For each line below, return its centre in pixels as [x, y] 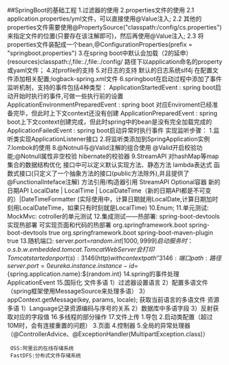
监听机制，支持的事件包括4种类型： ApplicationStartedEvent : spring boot [111, 87]
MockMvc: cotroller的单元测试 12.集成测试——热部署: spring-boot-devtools [113, 216]
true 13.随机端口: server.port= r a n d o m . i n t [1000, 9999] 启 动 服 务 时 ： [100, 241]
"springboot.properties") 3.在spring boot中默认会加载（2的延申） [100, 53]
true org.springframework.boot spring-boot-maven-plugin [131, 233]
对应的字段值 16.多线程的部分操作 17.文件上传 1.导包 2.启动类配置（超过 [113, 317]
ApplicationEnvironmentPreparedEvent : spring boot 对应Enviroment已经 [110, 104]
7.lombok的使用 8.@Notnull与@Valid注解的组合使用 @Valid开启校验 [102, 147]
